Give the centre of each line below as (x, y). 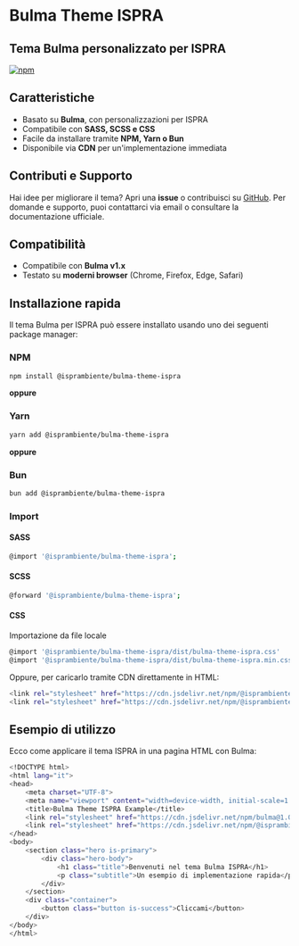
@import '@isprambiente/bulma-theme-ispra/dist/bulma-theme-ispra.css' (145, 652)
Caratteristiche (52, 98)
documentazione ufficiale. (57, 216)
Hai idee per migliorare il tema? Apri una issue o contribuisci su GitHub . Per (148, 197)
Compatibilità (48, 245)
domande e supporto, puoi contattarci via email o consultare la (124, 207)
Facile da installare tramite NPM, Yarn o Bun (103, 138)
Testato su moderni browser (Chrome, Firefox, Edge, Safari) (133, 275)
